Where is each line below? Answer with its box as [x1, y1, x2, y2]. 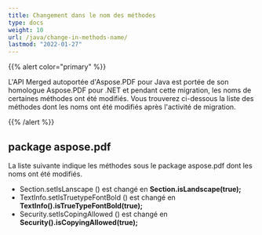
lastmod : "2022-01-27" [8, 41, 82, 49]
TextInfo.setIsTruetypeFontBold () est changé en [19, 193, 176, 202]
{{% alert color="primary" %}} [8, 62, 107, 71]
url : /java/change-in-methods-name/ [8, 33, 128, 42]
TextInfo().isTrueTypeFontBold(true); [19, 201, 144, 210]
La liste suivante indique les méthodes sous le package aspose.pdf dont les [8, 161, 253, 170]
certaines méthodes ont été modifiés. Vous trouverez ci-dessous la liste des [8, 94, 254, 103]
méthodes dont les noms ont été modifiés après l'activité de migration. [8, 103, 237, 112]
